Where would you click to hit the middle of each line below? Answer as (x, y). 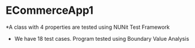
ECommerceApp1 (50, 10)
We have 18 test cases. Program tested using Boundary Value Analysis (102, 38)
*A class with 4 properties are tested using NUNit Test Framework (88, 27)
